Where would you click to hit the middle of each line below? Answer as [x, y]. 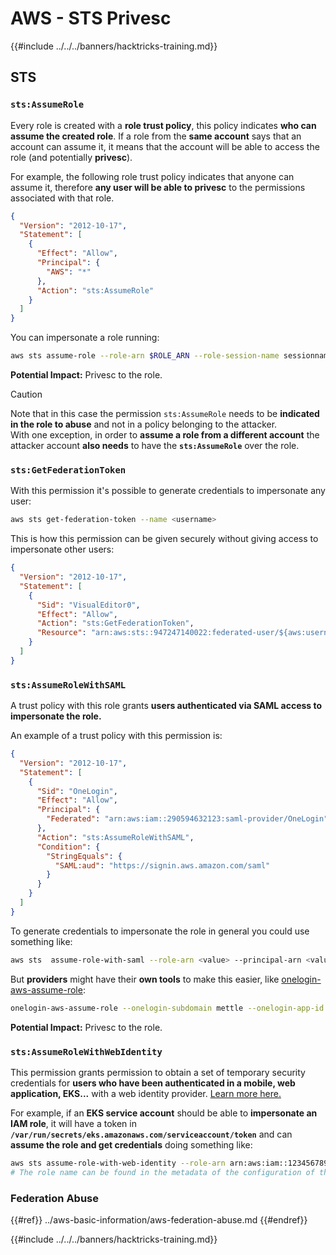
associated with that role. [62, 198]
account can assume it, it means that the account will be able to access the [165, 146]
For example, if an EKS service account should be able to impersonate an [164, 1113]
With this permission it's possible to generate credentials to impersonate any [168, 491]
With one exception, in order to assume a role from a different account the [165, 435]
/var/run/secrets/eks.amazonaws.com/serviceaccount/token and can [151, 1134]
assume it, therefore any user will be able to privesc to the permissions [158, 187]
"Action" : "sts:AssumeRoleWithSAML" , [115, 837]
